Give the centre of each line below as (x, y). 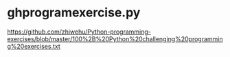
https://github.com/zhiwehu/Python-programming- (79, 32)
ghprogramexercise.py (74, 13)
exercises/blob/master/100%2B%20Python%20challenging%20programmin (115, 38)
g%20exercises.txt (34, 46)
